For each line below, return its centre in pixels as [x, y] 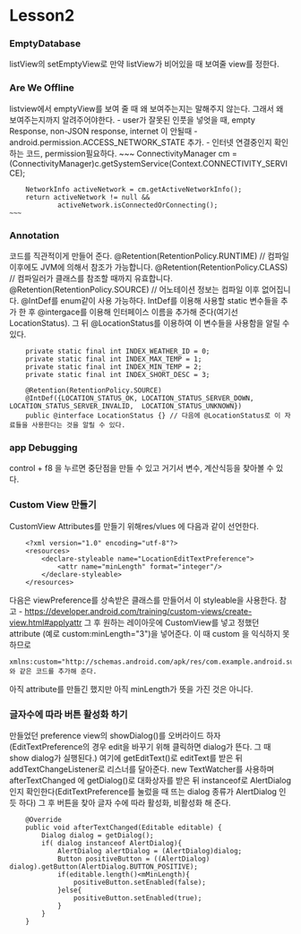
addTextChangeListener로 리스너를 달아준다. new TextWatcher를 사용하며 [142, 769]
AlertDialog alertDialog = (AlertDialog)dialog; [150, 851]
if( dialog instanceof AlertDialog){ [112, 843]
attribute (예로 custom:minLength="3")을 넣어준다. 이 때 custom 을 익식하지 [145, 633]
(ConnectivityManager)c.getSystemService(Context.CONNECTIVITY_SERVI [149, 163]
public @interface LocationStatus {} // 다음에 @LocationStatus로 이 [153, 416]
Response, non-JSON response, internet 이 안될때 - [103, 131]
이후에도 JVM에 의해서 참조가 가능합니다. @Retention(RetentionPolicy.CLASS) [149, 267]
